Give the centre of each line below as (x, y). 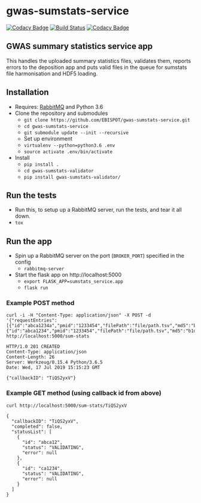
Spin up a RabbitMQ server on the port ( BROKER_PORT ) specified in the (99, 256)
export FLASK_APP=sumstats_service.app (74, 282)
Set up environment (48, 138)
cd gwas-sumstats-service (56, 126)
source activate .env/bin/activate (68, 152)
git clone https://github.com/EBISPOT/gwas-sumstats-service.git (107, 120)
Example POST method (40, 303)
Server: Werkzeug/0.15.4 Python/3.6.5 (54, 362)
